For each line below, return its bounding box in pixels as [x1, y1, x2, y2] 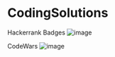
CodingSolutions [7, 5, 109, 21]
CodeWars [7, 42, 38, 50]
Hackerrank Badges [7, 28, 66, 37]
